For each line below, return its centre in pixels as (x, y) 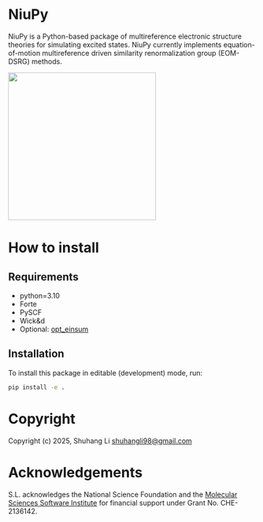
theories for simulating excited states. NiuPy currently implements (115, 44)
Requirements (43, 277)
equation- (239, 44)
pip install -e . (37, 387)
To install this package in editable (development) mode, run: (106, 372)
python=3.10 (40, 295)
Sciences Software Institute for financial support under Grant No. (113, 502)
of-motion (24, 53)
